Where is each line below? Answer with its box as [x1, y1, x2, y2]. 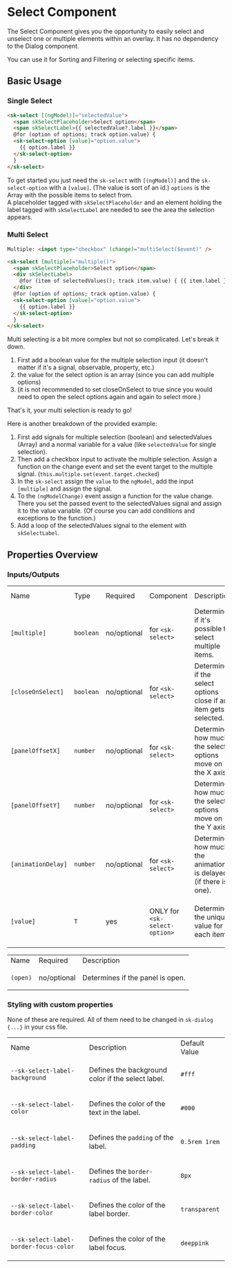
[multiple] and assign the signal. [17, 484, 113, 493]
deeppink [180, 1240, 209, 1247]
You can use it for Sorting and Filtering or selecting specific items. [7, 55, 195, 63]
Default [180, 1039, 205, 1048]
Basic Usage [7, 76, 62, 87]
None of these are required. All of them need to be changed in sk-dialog [7, 1016, 213, 1024]
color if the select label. [88, 1074, 165, 1084]
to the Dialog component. [7, 42, 79, 50]
